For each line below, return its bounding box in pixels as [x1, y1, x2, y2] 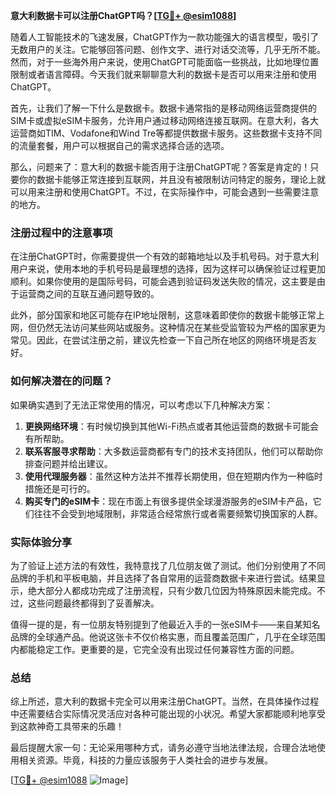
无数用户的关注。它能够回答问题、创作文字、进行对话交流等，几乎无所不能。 [10, 44, 326, 55]
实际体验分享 [10, 535, 73, 549]
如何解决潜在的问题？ [10, 374, 113, 388]
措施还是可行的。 [24, 482, 96, 494]
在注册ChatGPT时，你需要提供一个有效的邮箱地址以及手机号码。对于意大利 [10, 250, 320, 263]
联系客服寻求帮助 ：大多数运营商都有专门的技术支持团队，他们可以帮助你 [24, 445, 323, 457]
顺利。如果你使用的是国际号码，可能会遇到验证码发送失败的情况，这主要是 [10, 275, 317, 288]
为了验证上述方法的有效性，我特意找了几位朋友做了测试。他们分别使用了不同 [10, 559, 326, 571]
